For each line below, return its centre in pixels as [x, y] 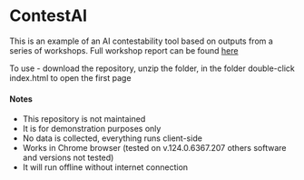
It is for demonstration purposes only [92, 129]
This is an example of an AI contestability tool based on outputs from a [142, 41]
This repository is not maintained [84, 119]
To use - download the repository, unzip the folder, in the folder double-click [152, 68]
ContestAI [49, 16]
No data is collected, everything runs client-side [112, 138]
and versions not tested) [68, 158]
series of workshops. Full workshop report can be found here [124, 50]
